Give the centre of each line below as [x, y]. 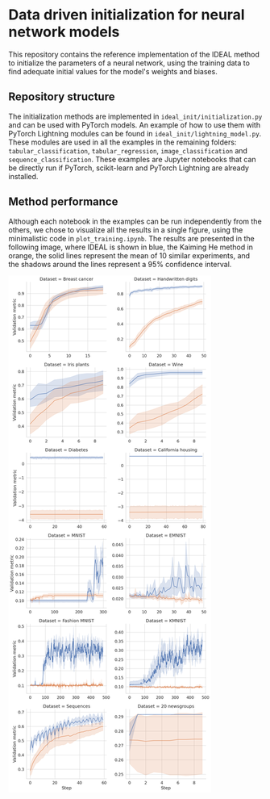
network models [64, 32]
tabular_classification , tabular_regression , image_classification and [128, 150]
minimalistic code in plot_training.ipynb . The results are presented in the [132, 238]
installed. [23, 176]
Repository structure [62, 97]
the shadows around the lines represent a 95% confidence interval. [120, 264]
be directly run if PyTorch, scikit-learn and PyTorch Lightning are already [129, 168]
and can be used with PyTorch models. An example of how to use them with [134, 125]
